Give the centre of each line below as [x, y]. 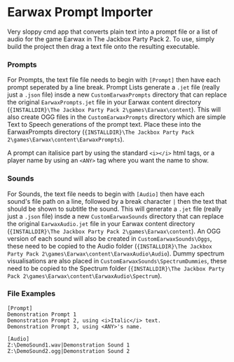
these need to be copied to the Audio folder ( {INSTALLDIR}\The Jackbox [110, 246]
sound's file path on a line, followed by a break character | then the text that [117, 201]
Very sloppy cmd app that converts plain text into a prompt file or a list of [113, 32]
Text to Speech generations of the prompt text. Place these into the [104, 125]
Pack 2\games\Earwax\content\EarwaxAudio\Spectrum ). [85, 276]
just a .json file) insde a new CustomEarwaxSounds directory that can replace [116, 216]
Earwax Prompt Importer [80, 12]
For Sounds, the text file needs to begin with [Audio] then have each [106, 194]
